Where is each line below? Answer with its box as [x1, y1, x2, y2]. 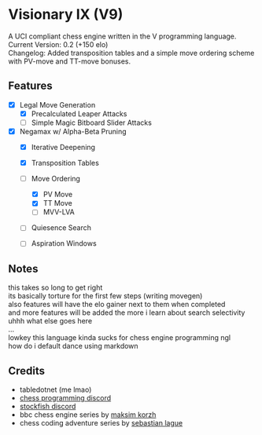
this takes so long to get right [8, 283, 103, 292]
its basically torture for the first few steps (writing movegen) [8, 291, 203, 301]
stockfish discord [19, 402, 76, 411]
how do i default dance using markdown [8, 342, 139, 351]
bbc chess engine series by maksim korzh [19, 410, 157, 419]
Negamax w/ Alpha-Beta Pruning [19, 126, 127, 136]
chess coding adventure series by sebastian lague [19, 419, 183, 428]
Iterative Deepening [31, 143, 96, 152]
